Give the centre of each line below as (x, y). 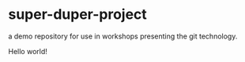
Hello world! (28, 51)
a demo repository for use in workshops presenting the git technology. (123, 36)
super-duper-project (78, 15)
